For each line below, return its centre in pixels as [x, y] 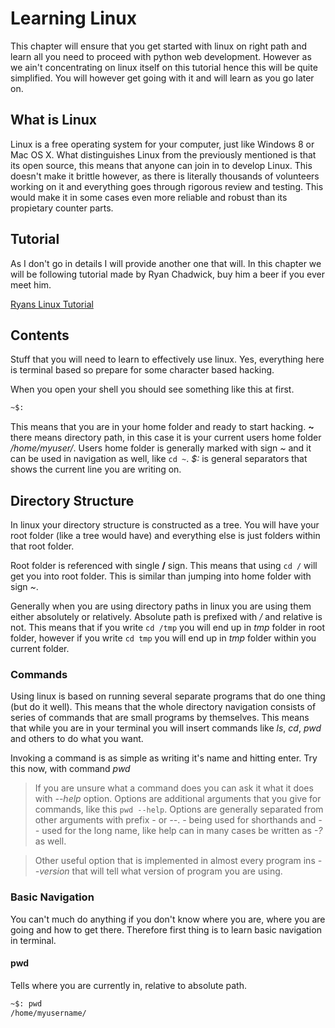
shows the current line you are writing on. [96, 469]
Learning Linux [73, 18]
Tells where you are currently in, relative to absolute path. [128, 985]
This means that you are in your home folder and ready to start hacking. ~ [162, 427]
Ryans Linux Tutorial [52, 304]
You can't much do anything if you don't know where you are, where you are [168, 919]
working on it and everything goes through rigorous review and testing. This [167, 186]
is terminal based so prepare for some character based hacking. [142, 370]
